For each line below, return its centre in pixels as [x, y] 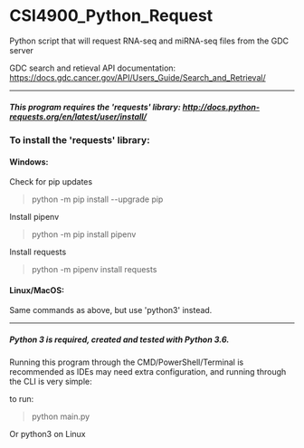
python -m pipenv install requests [94, 270]
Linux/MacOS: [37, 290]
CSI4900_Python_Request [111, 16]
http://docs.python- [221, 107]
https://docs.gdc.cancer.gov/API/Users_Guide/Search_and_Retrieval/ [138, 77]
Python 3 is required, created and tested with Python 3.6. [119, 339]
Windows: [29, 162]
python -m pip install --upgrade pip [97, 199]
